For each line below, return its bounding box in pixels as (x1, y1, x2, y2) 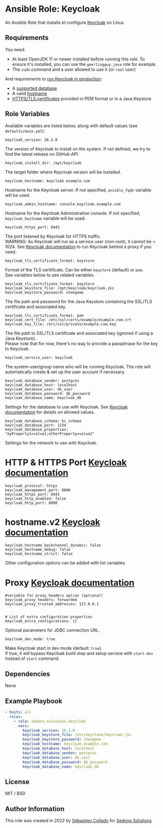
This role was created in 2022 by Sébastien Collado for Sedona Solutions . (5, 818, 153, 823)
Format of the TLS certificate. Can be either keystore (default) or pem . (5, 267, 144, 272)
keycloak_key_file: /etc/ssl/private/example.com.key (5, 322, 117, 327)
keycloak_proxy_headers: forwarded (5, 597, 77, 602)
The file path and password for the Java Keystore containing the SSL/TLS (5, 298, 152, 304)
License (5, 777, 30, 786)
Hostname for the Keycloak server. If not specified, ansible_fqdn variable (5, 187, 152, 193)
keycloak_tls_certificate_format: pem (5, 313, 84, 318)
